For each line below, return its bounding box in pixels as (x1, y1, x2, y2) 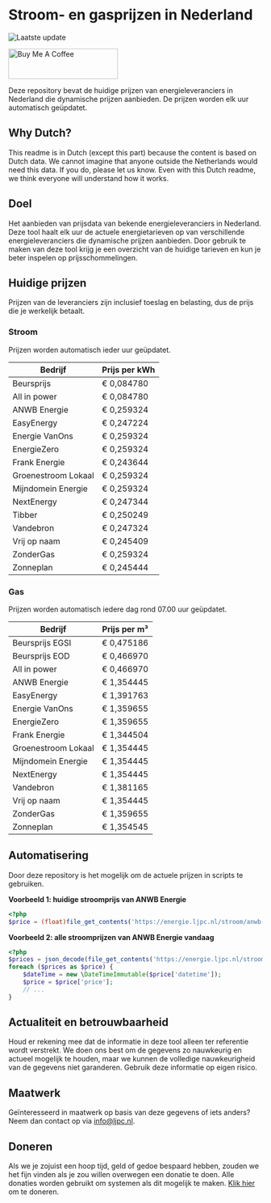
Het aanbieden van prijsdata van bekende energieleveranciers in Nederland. (8, 218, 262, 228)
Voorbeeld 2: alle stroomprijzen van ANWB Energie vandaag (8, 932, 215, 942)
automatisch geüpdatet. (8, 103, 87, 112)
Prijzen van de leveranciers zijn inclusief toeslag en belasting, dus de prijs (8, 298, 254, 307)
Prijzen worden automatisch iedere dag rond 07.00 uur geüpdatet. (8, 604, 227, 614)
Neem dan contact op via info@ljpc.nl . (8, 1116, 135, 1126)
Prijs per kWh (102, 364, 156, 375)
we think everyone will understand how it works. (8, 173, 169, 183)
